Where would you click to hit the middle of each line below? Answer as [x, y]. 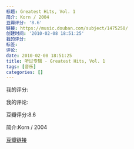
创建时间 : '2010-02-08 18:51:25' [45, 34]
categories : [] [25, 72]
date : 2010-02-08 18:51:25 [39, 56]
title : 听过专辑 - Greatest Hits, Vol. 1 [56, 61]
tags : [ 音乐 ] [21, 67]
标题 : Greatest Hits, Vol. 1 [41, 12]
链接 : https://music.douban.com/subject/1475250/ [67, 28]
